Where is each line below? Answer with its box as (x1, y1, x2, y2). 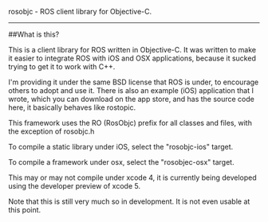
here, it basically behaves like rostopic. (8, 103, 136, 112)
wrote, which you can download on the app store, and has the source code (8, 95, 255, 103)
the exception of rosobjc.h (8, 127, 95, 136)
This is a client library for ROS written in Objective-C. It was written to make (8, 45, 257, 54)
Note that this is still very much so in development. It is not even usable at (8, 197, 250, 206)
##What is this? (8, 29, 60, 39)
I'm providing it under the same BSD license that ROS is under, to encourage (8, 77, 259, 87)
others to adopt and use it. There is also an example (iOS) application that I (8, 86, 254, 95)
